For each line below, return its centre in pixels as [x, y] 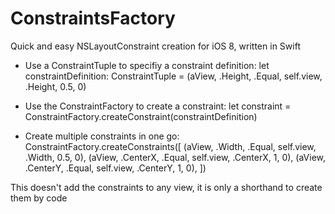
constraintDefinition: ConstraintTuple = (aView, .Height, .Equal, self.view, [173, 76]
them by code [39, 198]
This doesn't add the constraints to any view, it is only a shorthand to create [166, 187]
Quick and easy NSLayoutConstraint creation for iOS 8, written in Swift [155, 46]
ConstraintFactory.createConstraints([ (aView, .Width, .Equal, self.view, [170, 146]
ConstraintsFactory [93, 18]
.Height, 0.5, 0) [55, 86]
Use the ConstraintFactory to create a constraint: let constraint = [158, 106]
